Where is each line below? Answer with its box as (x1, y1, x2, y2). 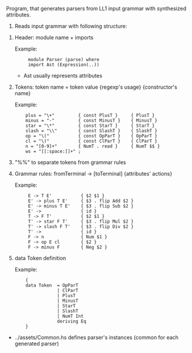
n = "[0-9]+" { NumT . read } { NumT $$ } (25, 143, 160, 149)
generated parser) (14, 340, 59, 347)
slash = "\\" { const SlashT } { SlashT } (25, 128, 158, 134)
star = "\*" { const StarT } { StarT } (25, 123, 155, 129)
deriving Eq (57, 318, 87, 324)
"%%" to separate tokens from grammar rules (14, 159, 127, 166)
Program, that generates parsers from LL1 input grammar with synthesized (6, 5, 187, 12)
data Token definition (14, 255, 67, 261)
